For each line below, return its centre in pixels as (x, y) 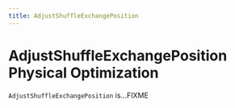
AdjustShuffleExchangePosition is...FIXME (79, 95)
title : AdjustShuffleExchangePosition (73, 16)
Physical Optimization (84, 73)
